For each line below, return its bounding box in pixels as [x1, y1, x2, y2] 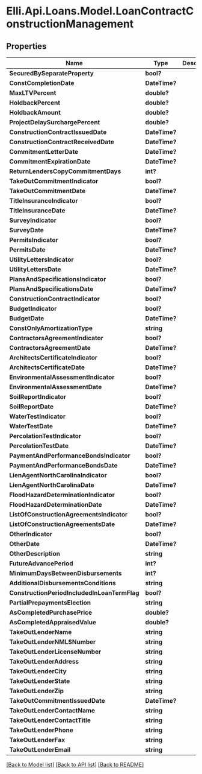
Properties [6, 41, 47, 51]
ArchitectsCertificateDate [9, 363, 85, 372]
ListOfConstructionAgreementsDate [9, 520, 115, 528]
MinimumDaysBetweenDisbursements [9, 569, 122, 577]
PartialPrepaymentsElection [9, 598, 91, 607]
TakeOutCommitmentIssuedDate [9, 697, 105, 705]
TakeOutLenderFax [9, 736, 66, 744]
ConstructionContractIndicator [9, 294, 100, 303]
